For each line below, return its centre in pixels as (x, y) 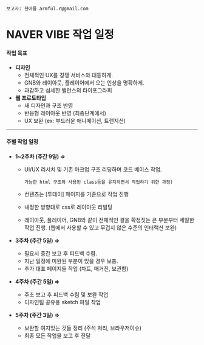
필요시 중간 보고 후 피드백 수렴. (60, 253)
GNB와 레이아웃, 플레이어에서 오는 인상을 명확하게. (84, 83)
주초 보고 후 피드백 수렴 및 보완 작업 (66, 294)
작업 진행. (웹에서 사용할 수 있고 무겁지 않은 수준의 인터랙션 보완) (100, 228)
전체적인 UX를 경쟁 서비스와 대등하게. (69, 75)
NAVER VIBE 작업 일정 (60, 35)
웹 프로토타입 (31, 98)
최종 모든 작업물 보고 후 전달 (57, 335)
